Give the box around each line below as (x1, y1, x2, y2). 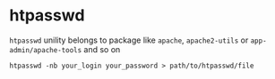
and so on (83, 43, 121, 54)
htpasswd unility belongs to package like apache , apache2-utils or (9, 35, 249, 45)
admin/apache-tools (9, 45, 82, 54)
